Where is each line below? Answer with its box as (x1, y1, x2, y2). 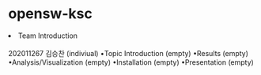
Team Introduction (18, 31, 78, 40)
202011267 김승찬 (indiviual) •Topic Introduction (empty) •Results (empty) (8, 48, 249, 58)
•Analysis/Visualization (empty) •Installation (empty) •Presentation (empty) (8, 57, 255, 67)
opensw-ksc (8, 5, 93, 23)
